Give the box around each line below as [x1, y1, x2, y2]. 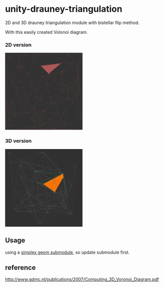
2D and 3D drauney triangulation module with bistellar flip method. [5, 20, 140, 26]
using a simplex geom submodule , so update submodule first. [5, 249, 130, 255]
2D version [5, 41, 32, 48]
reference [5, 263, 36, 272]
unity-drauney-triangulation [5, 3, 123, 15]
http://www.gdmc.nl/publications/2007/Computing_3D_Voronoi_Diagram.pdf [5, 276, 160, 283]
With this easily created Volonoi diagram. [5, 29, 88, 35]
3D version [5, 137, 32, 144]
